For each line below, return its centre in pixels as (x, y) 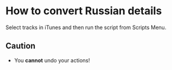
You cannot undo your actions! (52, 60)
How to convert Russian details (84, 11)
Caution (21, 46)
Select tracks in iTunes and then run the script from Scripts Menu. (86, 27)
